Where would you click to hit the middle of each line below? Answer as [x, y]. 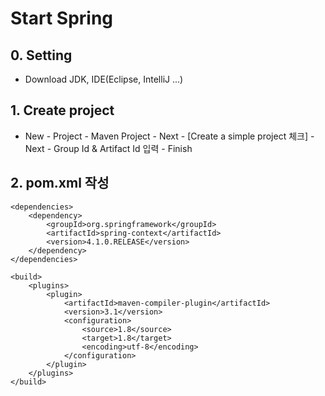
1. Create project [62, 110]
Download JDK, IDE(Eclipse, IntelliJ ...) [104, 79]
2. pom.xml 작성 [60, 183]
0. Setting [41, 55]
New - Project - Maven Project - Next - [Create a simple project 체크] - [169, 136]
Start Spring [62, 18]
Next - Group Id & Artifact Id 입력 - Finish [108, 148]
